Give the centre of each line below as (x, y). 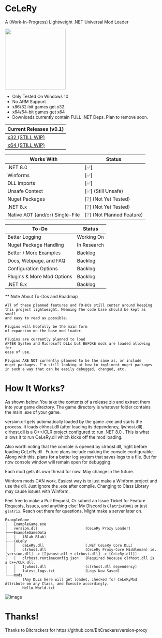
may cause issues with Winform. (37, 491)
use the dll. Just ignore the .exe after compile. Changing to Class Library (77, 486)
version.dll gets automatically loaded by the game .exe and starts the (74, 422)
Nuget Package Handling (36, 245)
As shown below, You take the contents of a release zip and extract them (78, 402)
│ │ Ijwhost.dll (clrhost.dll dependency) (71, 567)
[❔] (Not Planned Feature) (114, 214)
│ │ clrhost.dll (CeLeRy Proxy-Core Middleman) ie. (81, 549)
